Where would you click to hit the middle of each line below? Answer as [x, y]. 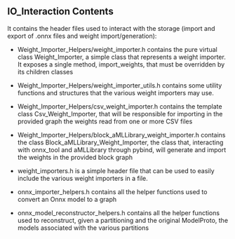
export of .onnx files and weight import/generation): [82, 36]
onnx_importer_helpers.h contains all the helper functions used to [112, 191]
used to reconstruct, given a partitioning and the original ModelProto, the [123, 220]
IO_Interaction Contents [60, 12]
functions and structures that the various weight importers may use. [115, 93]
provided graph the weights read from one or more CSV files [105, 121]
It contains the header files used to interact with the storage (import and [111, 28]
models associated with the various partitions [83, 228]
